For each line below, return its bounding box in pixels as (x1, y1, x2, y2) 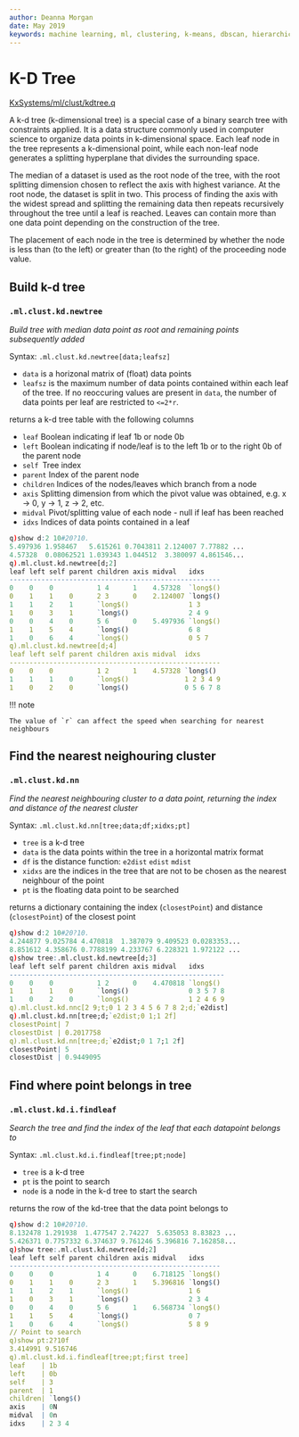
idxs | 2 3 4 (9, 1419, 69, 1428)
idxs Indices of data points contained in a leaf (21, 516, 190, 527)
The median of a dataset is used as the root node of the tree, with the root (9, 170, 280, 181)
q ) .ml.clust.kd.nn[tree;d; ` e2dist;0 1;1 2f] (9, 1012, 177, 1021)
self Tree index (21, 460, 82, 470)
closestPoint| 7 (9, 1020, 69, 1028)
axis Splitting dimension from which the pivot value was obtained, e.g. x (21, 488, 287, 499)
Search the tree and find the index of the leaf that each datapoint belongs (9, 1123, 281, 1133)
